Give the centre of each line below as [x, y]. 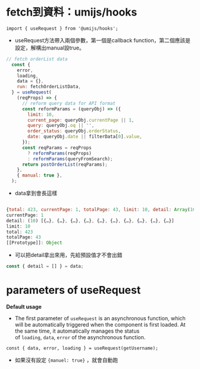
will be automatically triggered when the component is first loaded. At [100, 325]
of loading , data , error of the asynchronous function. [80, 337]
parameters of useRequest [74, 290]
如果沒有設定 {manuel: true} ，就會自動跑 [66, 360]
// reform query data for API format [69, 103]
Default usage [24, 307]
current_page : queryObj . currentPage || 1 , [81, 120]
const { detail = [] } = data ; [45, 266]
